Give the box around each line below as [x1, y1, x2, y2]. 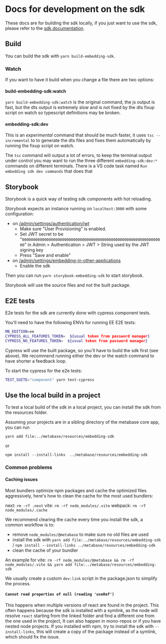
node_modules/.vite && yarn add [5, 562, 72, 567]
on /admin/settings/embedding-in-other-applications [12, 258, 121, 263]
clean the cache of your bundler [12, 547, 79, 553]
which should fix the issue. [5, 634, 60, 640]
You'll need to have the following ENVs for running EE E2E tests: [5, 320, 136, 326]
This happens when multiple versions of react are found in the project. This [5, 602, 159, 608]
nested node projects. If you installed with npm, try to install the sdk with [5, 623, 154, 629]
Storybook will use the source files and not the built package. [5, 282, 131, 288]
